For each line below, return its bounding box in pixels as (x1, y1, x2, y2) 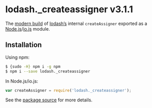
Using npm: (5, 54, 30, 60)
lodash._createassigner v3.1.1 (5, 4, 133, 15)
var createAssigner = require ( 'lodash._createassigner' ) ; (5, 88, 132, 93)
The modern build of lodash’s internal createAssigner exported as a (5, 20, 147, 26)
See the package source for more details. (5, 97, 93, 103)
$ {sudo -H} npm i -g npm (5, 64, 60, 69)
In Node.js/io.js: (5, 78, 38, 84)
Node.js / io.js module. (5, 25, 50, 32)
